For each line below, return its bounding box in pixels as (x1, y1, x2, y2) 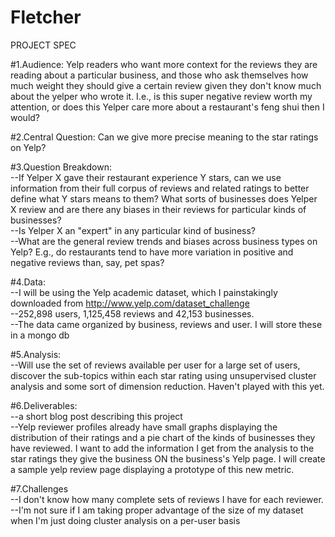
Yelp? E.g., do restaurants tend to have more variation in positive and (10, 246, 294, 258)
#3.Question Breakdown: (10, 161, 112, 173)
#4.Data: (10, 276, 46, 288)
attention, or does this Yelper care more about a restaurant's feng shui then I (10, 101, 325, 113)
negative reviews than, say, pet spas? (10, 256, 165, 268)
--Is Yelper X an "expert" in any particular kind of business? (10, 224, 256, 236)
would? (10, 111, 40, 123)
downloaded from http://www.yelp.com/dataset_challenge (10, 297, 250, 309)
